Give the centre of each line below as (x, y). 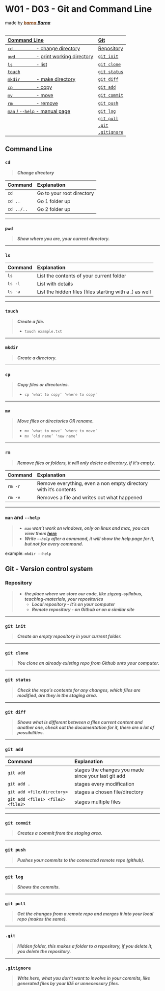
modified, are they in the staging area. (57, 695)
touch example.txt (43, 331)
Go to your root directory (66, 193)
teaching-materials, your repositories (64, 599)
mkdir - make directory (41, 79)
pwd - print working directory (51, 56)
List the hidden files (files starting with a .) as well (94, 292)
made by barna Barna (28, 23)
